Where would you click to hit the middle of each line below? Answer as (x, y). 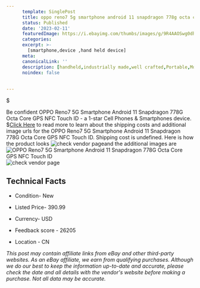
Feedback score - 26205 (45, 230)
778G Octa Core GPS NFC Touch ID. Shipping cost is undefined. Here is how (100, 137)
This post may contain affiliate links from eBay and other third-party (90, 253)
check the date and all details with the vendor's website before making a (96, 272)
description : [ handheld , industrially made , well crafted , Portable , (106, 67)
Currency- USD (34, 218)
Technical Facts (36, 181)
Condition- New (34, 195)
